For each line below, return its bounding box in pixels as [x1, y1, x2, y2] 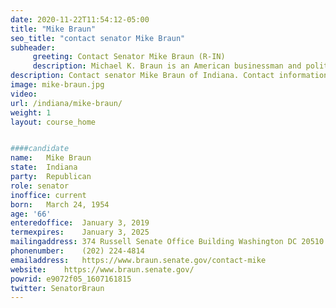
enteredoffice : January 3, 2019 [10, 218, 150, 228]
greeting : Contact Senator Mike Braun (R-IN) [32, 52, 226, 62]
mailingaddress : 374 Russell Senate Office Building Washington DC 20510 [10, 237, 325, 247]
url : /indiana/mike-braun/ [10, 98, 123, 108]
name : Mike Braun [10, 153, 92, 163]
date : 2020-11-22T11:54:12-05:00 [10, 14, 150, 25]
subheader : [10, 42, 56, 53]
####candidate [10, 144, 70, 154]
